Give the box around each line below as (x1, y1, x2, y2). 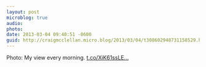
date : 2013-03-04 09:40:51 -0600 (6, 32, 92, 38)
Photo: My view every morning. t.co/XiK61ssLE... (6, 54, 129, 61)
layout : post (6, 9, 40, 15)
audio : (6, 20, 23, 26)
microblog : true (6, 15, 48, 21)
